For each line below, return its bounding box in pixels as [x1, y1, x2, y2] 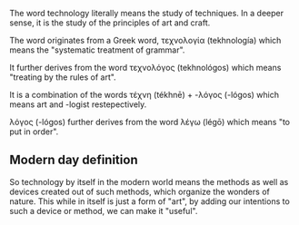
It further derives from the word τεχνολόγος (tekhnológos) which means [9, 63, 282, 73]
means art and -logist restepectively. [9, 99, 147, 110]
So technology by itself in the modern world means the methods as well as [9, 176, 289, 187]
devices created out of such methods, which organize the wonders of [9, 186, 270, 197]
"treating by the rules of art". [9, 72, 116, 83]
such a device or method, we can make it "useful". [9, 205, 198, 216]
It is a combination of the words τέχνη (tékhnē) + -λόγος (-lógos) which [9, 90, 280, 100]
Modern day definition [9, 152, 138, 168]
